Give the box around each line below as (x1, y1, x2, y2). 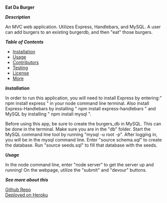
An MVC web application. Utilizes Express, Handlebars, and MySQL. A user (5, 24, 161, 30)
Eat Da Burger (5, 5, 35, 10)
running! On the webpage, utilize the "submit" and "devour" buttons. (5, 167, 147, 173)
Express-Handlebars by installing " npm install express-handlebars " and (5, 106, 156, 111)
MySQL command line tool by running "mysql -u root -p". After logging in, (5, 131, 157, 138)
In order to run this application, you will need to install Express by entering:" (5, 95, 162, 101)
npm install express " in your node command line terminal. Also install (5, 100, 149, 106)
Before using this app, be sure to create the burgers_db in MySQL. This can (5, 121, 161, 126)
